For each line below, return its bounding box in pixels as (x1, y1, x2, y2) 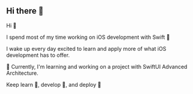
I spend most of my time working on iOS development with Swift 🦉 (6, 34, 170, 41)
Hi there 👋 (6, 6, 44, 16)
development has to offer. (6, 51, 70, 59)
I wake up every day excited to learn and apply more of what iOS (6, 45, 167, 52)
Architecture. (6, 69, 39, 77)
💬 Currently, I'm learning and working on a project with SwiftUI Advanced (6, 63, 188, 70)
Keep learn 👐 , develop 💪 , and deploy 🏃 (6, 81, 102, 88)
